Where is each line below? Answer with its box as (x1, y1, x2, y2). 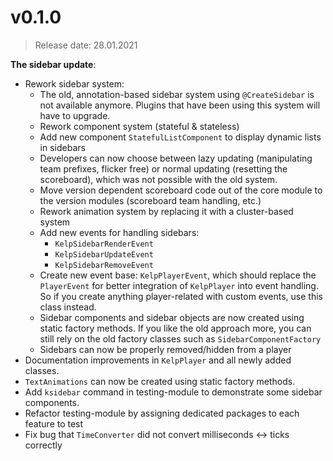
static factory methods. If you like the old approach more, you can (39, 322, 312, 334)
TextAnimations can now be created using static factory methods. (24, 375, 296, 387)
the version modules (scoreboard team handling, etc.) (39, 194, 262, 206)
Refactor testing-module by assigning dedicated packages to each (24, 407, 300, 419)
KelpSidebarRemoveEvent (54, 260, 154, 270)
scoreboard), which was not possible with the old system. (39, 173, 278, 185)
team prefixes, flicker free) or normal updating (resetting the (39, 162, 288, 175)
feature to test (24, 417, 84, 430)
